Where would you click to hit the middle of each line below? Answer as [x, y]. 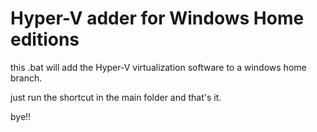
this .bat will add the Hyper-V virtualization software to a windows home [158, 67]
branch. [26, 78]
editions [45, 39]
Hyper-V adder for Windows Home [157, 18]
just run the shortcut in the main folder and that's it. [116, 97]
